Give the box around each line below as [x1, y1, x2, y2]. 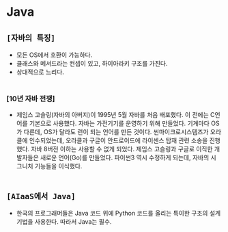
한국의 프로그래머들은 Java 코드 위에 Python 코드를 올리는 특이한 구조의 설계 [16, 209, 221, 218]
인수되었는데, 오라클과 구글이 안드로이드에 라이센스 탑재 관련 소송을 [29, 136, 208, 144]
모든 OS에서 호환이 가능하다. [16, 51, 93, 59]
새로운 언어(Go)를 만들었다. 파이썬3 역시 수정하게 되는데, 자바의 [40, 153, 210, 162]
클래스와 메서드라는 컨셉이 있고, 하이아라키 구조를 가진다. [16, 60, 168, 67]
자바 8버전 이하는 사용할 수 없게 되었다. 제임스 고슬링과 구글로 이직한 [31, 145, 213, 153]
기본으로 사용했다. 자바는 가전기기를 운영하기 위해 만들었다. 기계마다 [29, 119, 210, 127]
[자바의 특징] [6, 33, 56, 43]
